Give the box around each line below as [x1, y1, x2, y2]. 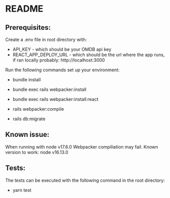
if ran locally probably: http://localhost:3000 [12, 57, 105, 63]
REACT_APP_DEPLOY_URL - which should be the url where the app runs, [12, 52, 165, 58]
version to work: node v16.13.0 [5, 149, 69, 155]
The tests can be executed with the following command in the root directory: [5, 177, 165, 183]
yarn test [12, 187, 31, 193]
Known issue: [5, 130, 50, 139]
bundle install [12, 77, 41, 82]
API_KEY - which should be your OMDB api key [12, 46, 112, 52]
